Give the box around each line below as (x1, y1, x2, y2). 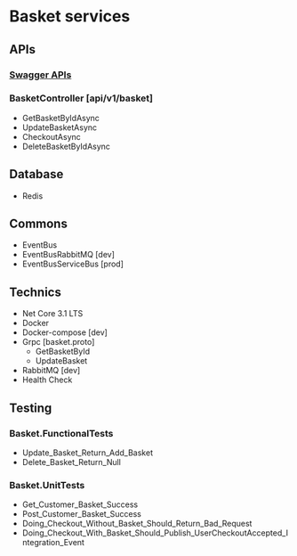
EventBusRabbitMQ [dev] (21, 249, 116, 260)
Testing (9, 400, 52, 415)
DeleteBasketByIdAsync (21, 141, 111, 151)
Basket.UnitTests (9, 478, 85, 491)
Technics (9, 284, 62, 299)
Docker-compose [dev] (21, 327, 108, 338)
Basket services (9, 6, 131, 27)
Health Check (21, 374, 73, 385)
